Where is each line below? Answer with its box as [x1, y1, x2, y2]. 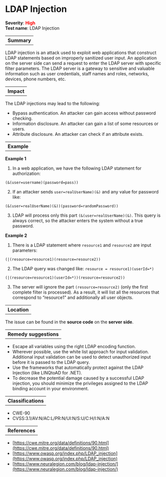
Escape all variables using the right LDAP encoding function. [12, 343, 136, 349]
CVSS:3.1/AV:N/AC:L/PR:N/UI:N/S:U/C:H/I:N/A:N [12, 415, 110, 421]
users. [12, 125, 26, 132]
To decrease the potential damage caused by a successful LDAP [12, 375, 145, 381]
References [7, 427, 36, 434]
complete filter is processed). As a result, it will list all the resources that [12, 289, 160, 295]
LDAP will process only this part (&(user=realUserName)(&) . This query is [12, 212, 161, 218]
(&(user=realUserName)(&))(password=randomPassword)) [5, 203, 119, 209]
